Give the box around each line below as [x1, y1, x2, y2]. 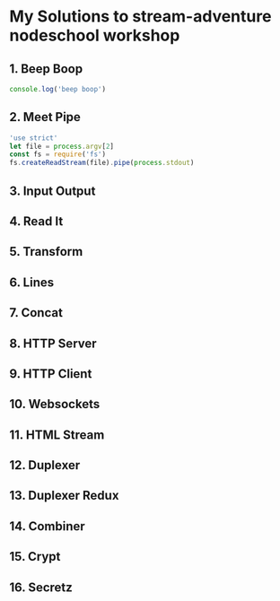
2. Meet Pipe [9, 109, 81, 125]
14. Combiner [9, 518, 85, 534]
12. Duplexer [9, 457, 81, 473]
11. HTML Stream [9, 427, 105, 442]
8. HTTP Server [9, 335, 97, 351]
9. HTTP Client [9, 366, 92, 381]
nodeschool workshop [9, 25, 180, 46]
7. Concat [9, 305, 63, 320]
